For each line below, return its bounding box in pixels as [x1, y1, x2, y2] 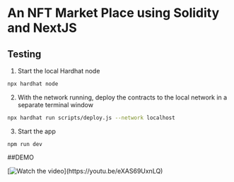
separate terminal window [17, 100, 94, 109]
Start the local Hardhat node [17, 67, 100, 75]
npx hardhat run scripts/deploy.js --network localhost [7, 114, 175, 121]
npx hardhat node [7, 80, 59, 87]
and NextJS [7, 20, 78, 36]
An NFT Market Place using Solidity [7, 5, 220, 21]
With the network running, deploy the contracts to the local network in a [17, 93, 228, 102]
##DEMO [7, 153, 34, 162]
